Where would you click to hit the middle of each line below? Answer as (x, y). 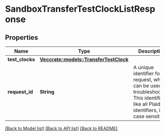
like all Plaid (147, 104)
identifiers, (146, 110)
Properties (22, 37)
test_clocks (21, 59)
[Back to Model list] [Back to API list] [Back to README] (61, 128)
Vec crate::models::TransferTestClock (84, 59)
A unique (144, 67)
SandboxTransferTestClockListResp (80, 9)
